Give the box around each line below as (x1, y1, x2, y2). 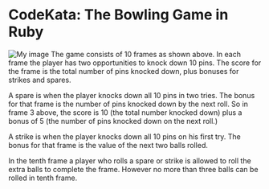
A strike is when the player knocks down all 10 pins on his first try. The (8, 131, 241, 142)
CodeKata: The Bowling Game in (8, 6, 229, 24)
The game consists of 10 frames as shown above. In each (51, 49, 241, 59)
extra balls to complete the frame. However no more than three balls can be (8, 164, 259, 174)
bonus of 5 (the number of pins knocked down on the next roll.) (8, 116, 218, 125)
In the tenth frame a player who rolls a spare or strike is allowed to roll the (8, 155, 251, 166)
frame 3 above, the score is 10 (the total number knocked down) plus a (8, 107, 243, 117)
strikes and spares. (8, 75, 71, 84)
